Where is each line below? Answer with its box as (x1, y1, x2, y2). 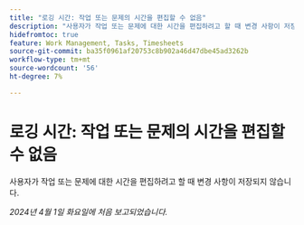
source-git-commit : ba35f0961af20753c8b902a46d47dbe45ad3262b (9, 47, 249, 56)
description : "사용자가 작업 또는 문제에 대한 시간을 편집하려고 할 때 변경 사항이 (9, 22, 280, 31)
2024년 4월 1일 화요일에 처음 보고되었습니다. (9, 206, 168, 217)
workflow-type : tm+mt (9, 55, 91, 64)
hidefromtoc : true (9, 30, 79, 39)
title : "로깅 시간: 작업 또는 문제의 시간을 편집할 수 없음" (9, 13, 206, 23)
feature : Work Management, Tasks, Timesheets (9, 38, 184, 48)
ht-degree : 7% (9, 72, 63, 81)
